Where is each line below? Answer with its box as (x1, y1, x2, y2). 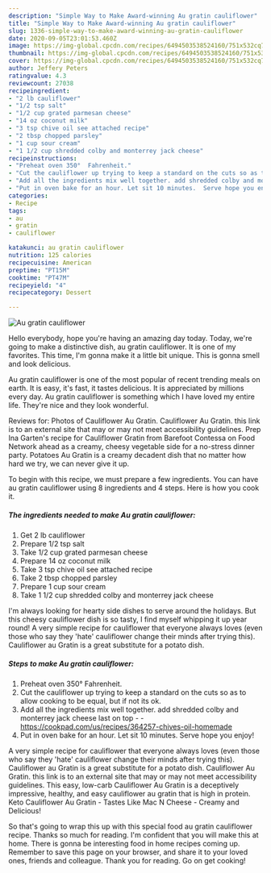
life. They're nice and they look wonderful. (8, 401, 149, 410)
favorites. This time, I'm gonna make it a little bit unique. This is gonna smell (8, 351, 261, 360)
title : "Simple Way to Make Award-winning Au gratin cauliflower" (8, 19, 236, 27)
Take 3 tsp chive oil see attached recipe (19, 565, 153, 575)
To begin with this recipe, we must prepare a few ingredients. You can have (8, 475, 259, 484)
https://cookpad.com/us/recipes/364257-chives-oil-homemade (19, 722, 232, 732)
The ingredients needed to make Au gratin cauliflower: (8, 509, 196, 520)
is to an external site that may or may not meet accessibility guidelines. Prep (8, 425, 261, 434)
